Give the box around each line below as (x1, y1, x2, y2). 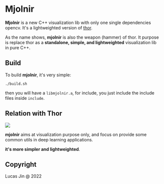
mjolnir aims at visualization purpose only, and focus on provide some (5, 131, 147, 138)
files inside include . (5, 95, 45, 101)
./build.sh (5, 81, 27, 86)
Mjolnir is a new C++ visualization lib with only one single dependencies (5, 20, 151, 25)
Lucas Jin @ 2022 (5, 173, 42, 179)
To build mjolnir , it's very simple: (5, 72, 71, 78)
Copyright (5, 160, 37, 168)
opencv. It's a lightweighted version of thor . (5, 24, 93, 30)
